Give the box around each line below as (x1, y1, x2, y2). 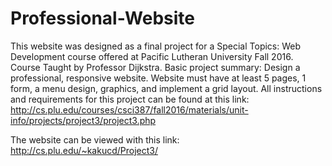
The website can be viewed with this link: (10, 133, 180, 146)
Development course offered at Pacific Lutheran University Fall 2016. (10, 50, 294, 62)
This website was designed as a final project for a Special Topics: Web (10, 40, 302, 52)
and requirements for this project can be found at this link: (10, 93, 250, 105)
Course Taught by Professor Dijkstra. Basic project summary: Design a (10, 61, 301, 73)
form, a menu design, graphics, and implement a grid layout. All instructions (10, 82, 323, 94)
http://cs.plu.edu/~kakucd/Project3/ (10, 144, 158, 156)
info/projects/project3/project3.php (10, 114, 157, 126)
